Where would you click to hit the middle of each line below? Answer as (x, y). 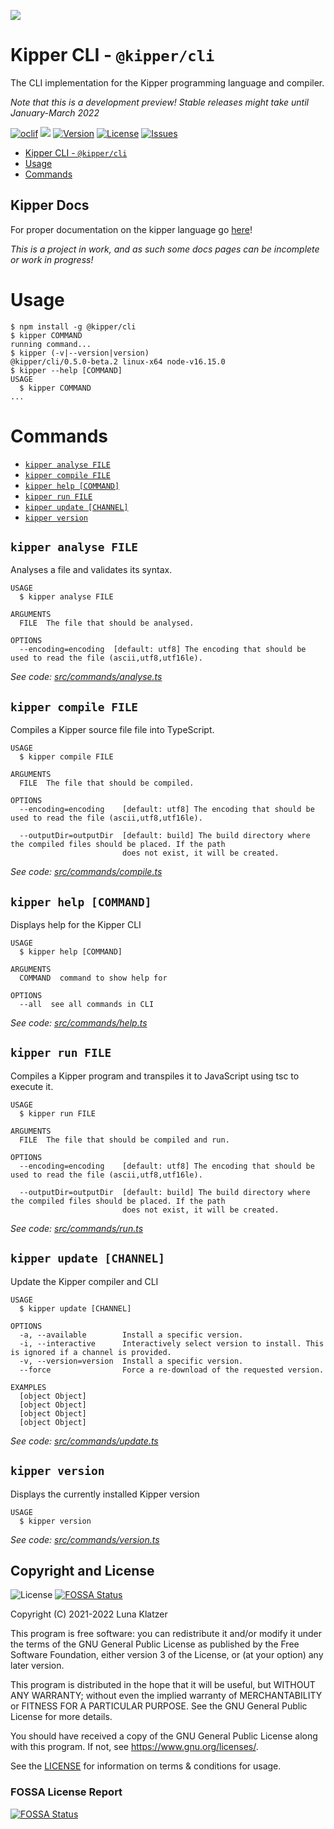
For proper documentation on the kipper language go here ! (131, 229)
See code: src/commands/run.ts (77, 1228)
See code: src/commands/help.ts (79, 1023)
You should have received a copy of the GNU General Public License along (164, 1736)
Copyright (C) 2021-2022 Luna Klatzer (89, 1614)
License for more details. (61, 1717)
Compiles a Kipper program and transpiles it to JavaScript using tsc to (155, 1076)
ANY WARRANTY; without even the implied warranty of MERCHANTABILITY (166, 1696)
